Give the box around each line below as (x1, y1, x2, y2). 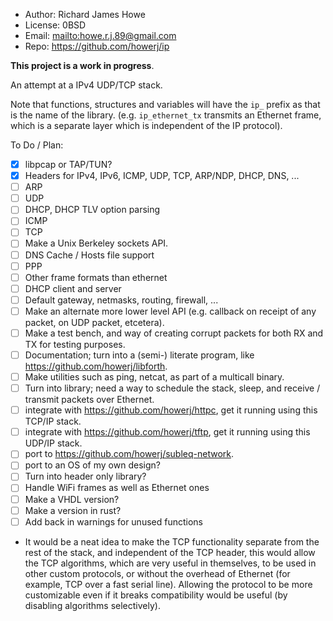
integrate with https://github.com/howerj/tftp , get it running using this (24, 426, 311, 438)
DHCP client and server (24, 282, 122, 294)
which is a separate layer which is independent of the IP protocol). (10, 120, 283, 131)
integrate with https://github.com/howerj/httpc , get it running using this (24, 404, 318, 416)
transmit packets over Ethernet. (24, 394, 155, 406)
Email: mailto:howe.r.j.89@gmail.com (24, 30, 177, 41)
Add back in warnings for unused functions (24, 515, 203, 528)
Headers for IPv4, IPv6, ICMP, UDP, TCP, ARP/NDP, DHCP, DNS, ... (24, 170, 300, 182)
